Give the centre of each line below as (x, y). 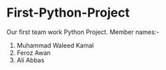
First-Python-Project (68, 13)
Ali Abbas (30, 60)
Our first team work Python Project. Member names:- (83, 32)
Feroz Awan (33, 53)
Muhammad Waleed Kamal (55, 45)
